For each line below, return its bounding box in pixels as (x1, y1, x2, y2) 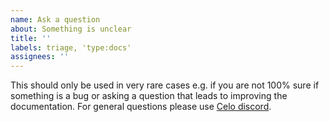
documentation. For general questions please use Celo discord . (10, 101, 272, 113)
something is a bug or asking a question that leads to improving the (10, 90, 288, 102)
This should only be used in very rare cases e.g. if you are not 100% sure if (10, 79, 320, 91)
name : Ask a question (10, 14, 101, 25)
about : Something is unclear (10, 24, 132, 34)
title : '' (10, 33, 52, 43)
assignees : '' (10, 52, 70, 62)
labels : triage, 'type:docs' (10, 42, 132, 53)
